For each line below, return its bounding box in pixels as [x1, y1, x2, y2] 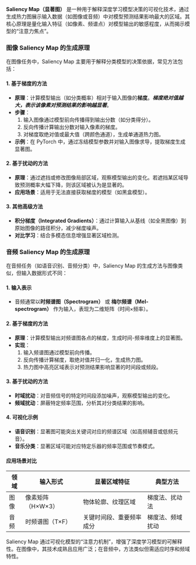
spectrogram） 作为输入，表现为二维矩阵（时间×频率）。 [14, 306, 152, 313]
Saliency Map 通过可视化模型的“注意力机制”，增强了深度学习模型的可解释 [6, 538, 183, 545]
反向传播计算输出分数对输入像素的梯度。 [23, 123, 121, 131]
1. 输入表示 [6, 284, 32, 291]
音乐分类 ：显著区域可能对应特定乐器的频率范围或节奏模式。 [14, 443, 158, 450]
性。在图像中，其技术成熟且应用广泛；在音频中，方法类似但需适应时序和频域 [6, 546, 190, 553]
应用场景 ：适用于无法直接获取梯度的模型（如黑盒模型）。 [14, 189, 150, 196]
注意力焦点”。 [18, 28, 52, 35]
